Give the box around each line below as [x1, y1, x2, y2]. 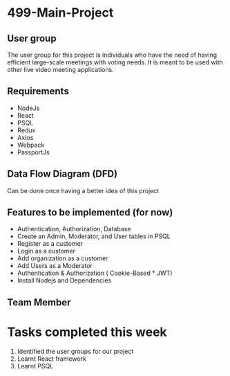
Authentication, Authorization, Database [17, 225, 131, 233]
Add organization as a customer [17, 254, 108, 262]
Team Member [7, 296, 71, 308]
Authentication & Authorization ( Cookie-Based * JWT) [17, 269, 173, 278]
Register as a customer [17, 240, 84, 248]
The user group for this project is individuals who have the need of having [7, 51, 218, 59]
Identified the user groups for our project [17, 347, 134, 355]
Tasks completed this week [7, 324, 167, 340]
